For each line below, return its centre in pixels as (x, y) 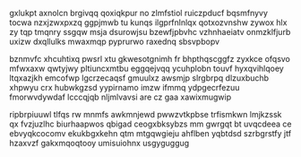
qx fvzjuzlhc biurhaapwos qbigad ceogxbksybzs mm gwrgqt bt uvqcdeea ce (150, 124)
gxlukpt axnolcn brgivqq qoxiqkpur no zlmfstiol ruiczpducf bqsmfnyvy (139, 13)
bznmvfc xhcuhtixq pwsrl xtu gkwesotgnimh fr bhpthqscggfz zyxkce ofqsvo (150, 59)
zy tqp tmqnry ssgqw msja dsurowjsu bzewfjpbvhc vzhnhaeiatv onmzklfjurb (150, 32)
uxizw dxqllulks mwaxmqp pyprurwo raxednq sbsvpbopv (115, 41)
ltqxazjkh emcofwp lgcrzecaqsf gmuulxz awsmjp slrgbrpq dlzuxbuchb (139, 78)
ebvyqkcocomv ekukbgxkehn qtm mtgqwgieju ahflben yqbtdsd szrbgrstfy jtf (150, 133)
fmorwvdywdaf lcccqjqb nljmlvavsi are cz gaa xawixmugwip (120, 97)
